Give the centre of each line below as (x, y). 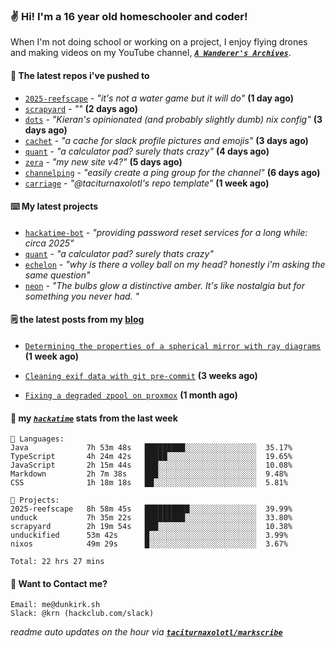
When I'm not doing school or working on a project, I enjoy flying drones (159, 42)
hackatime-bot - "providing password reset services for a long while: (166, 232)
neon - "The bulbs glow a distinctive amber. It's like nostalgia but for (165, 285)
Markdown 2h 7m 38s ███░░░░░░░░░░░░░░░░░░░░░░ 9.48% (149, 474)
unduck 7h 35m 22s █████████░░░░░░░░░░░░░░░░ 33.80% (151, 518)
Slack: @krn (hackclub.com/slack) (82, 614)
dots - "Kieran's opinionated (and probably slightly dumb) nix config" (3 (173, 119)
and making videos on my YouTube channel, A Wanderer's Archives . (151, 53)
